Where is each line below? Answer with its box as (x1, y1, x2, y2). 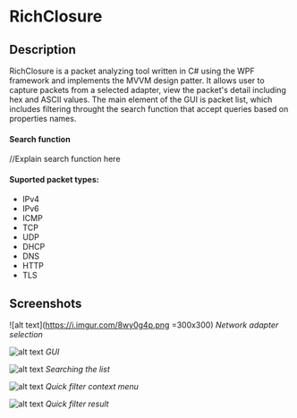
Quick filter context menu (45, 381, 139, 392)
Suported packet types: (9, 174, 100, 184)
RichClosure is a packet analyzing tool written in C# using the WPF (9, 65, 255, 76)
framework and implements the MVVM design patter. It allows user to (9, 75, 266, 86)
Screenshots (9, 295, 82, 311)
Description (9, 42, 76, 57)
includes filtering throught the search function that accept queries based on (9, 104, 289, 114)
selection (9, 329, 43, 340)
